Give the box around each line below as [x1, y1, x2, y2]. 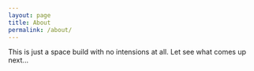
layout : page [8, 11, 51, 20]
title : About [8, 19, 51, 27]
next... [8, 55, 29, 65]
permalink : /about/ [8, 26, 73, 34]
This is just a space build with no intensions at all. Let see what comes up [8, 48, 247, 57]
